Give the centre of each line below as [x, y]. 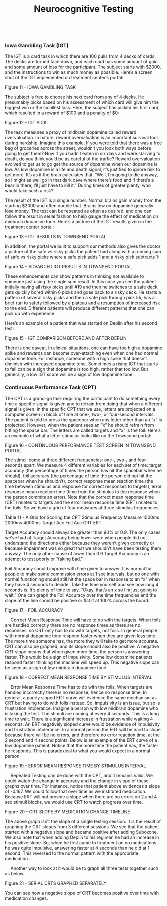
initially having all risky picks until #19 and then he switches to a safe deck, [82, 287]
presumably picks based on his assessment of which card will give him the [82, 102]
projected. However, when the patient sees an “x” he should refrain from [80, 425]
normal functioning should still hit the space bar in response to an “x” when [83, 579]
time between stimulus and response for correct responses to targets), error [83, 486]
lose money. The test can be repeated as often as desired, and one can [78, 211]
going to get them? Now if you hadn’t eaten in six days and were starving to [83, 154]
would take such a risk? [29, 191]
